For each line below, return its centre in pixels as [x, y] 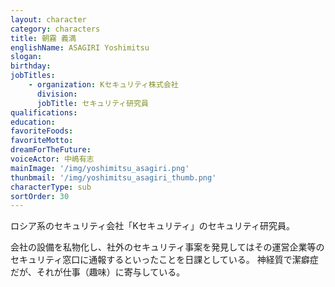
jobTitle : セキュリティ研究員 [92, 103]
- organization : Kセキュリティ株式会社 [103, 85]
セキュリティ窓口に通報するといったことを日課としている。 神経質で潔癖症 [164, 260]
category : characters [55, 29]
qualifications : [44, 112]
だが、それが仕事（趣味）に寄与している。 [98, 272]
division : [57, 94]
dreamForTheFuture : [51, 150]
